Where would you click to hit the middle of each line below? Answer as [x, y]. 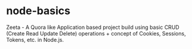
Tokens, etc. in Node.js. [35, 40]
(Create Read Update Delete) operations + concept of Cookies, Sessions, [96, 33]
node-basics [38, 11]
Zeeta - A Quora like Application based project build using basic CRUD [93, 27]
